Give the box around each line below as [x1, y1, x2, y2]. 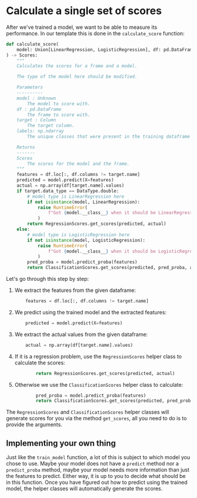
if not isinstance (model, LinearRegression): [27, 199, 141, 205]
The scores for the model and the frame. [27, 161, 130, 167]
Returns [16, 144, 35, 150]
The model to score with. [27, 101, 91, 107]
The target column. [27, 122, 75, 129]
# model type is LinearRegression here [27, 193, 125, 200]
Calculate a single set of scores [6, 4, 162, 18]
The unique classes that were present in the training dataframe [27, 134, 191, 140]
